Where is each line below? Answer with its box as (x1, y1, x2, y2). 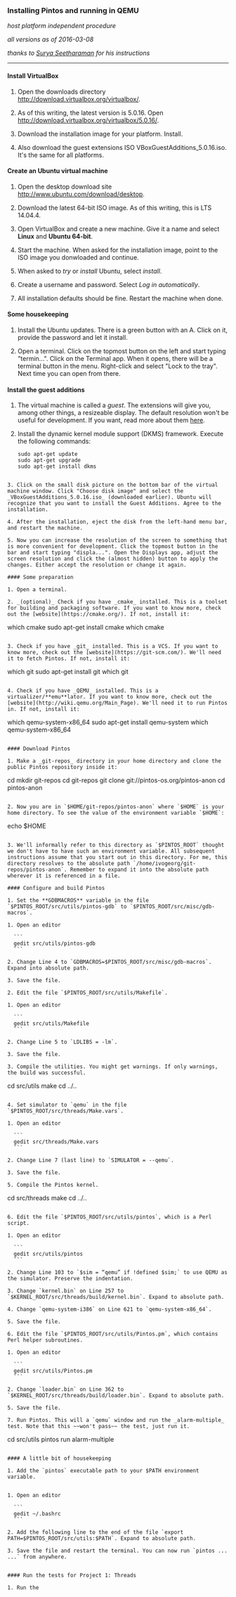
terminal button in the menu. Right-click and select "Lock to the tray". (17, 362, 218, 370)
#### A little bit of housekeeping (7, 1455, 112, 1462)
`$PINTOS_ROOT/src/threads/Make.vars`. (7, 1107, 124, 1115)
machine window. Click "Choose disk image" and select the (7, 488, 184, 495)
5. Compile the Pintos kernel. (7, 1181, 99, 1189)
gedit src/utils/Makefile (13, 1020, 90, 1027)
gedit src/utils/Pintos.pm (13, 1368, 93, 1375)
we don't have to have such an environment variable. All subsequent (7, 848, 216, 855)
